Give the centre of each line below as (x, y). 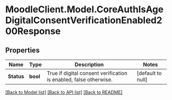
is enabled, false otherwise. (80, 79)
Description (89, 64)
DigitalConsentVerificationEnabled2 (84, 20)
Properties (23, 50)
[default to (149, 73)
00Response (33, 31)
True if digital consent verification (87, 73)
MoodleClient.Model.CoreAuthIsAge (84, 9)
